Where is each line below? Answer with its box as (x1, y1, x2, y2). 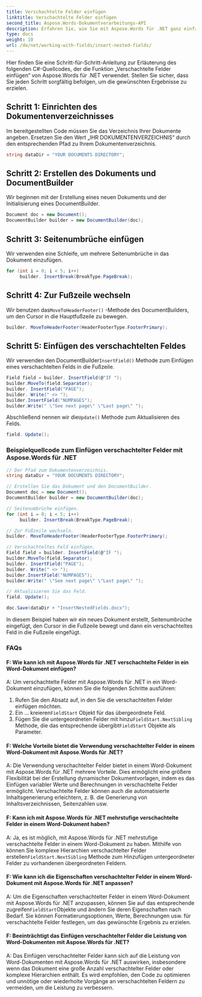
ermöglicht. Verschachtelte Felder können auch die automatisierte (6, 788, 170, 795)
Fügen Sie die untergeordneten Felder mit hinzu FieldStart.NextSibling (14, 715, 192, 723)
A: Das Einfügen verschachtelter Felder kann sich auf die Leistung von (6, 952, 180, 960)
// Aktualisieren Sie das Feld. (6, 588, 87, 594)
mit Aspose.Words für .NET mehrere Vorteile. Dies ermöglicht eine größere (6, 768, 191, 776)
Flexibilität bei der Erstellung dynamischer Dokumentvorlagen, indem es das (6, 774, 195, 782)
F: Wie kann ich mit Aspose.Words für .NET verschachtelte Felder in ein (6, 658, 189, 665)
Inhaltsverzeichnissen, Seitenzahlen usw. (6, 800, 108, 807)
